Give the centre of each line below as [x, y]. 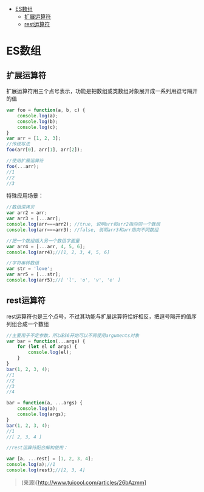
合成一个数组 [33, 324]
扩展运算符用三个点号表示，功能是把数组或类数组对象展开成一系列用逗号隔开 [102, 91]
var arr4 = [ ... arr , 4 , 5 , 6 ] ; [46, 246]
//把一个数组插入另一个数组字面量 [43, 241]
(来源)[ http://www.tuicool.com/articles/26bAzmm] [84, 482]
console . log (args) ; [42, 414]
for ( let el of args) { [47, 347]
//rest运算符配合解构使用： [37, 448]
